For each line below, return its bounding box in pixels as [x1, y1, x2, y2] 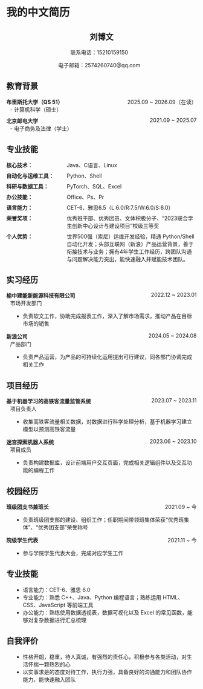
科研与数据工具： [6, 182, 49, 190]
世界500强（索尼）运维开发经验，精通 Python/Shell [66, 233, 195, 240]
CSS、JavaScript [22, 601, 66, 608]
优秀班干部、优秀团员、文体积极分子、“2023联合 [66, 215, 188, 222]
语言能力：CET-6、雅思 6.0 [22, 586, 91, 593]
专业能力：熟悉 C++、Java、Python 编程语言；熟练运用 [22, 593, 162, 601]
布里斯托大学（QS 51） [6, 98, 63, 105]
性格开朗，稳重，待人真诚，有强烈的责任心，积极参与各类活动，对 [22, 653, 187, 661]
